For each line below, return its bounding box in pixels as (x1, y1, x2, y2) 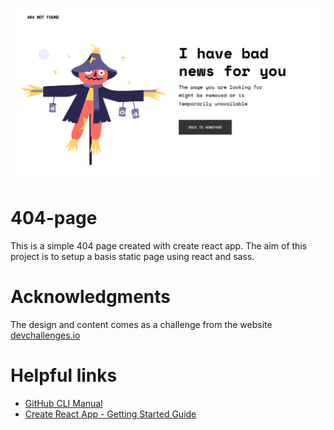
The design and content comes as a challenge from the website (10, 318, 273, 330)
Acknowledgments (10, 286, 172, 308)
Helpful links (10, 364, 118, 387)
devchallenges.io (10, 329, 81, 341)
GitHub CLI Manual (24, 397, 103, 409)
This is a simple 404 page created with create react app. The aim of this (10, 240, 308, 252)
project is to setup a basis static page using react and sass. (10, 251, 255, 263)
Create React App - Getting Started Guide (24, 408, 197, 420)
